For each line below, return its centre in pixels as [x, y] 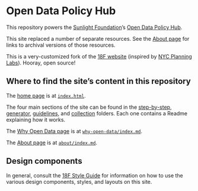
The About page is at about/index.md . [52, 143]
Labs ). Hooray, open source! [41, 63]
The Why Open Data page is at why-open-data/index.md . [74, 131]
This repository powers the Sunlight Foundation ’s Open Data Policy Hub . [94, 27]
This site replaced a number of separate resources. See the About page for [98, 38]
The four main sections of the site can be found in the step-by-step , [89, 107]
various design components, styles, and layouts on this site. [79, 182]
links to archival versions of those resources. [61, 45]
